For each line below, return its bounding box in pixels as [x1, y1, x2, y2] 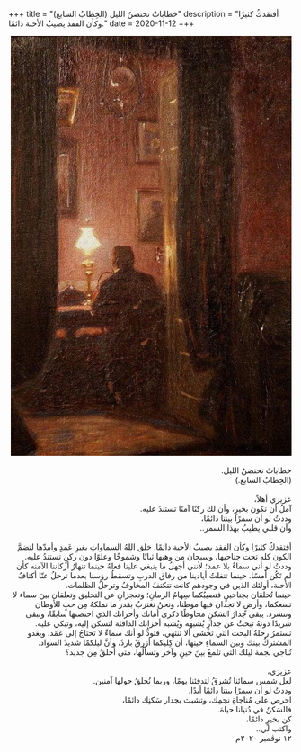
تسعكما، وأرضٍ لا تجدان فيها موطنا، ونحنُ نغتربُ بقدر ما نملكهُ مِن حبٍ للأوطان [34, 599, 292, 609]
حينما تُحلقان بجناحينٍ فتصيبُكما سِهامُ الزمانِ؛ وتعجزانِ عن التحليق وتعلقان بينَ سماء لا [12, 589, 292, 600]
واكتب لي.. [255, 723, 292, 733]
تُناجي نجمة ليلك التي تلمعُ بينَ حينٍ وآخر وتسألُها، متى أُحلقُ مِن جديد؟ [65, 647, 292, 657]
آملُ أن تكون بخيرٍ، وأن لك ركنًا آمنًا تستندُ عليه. [139, 504, 292, 514]
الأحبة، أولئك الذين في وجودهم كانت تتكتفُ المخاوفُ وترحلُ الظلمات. [65, 580, 292, 590]
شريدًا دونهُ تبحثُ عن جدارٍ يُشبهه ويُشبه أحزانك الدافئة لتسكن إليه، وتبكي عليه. [34, 618, 292, 629]
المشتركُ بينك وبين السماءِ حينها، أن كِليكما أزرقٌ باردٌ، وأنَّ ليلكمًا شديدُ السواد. [38, 637, 292, 648]
